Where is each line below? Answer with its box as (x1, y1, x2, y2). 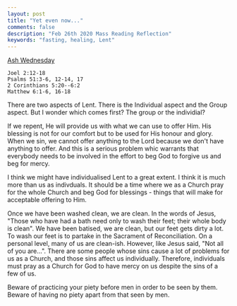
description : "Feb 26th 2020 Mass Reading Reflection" (7, 30, 172, 37)
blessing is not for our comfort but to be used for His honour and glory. (7, 129, 214, 138)
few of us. (7, 269, 37, 278)
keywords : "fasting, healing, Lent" (7, 37, 115, 44)
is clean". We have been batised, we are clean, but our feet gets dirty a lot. (7, 224, 224, 233)
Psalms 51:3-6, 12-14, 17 (7, 76, 83, 83)
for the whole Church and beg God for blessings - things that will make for (7, 188, 224, 196)
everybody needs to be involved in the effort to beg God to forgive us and (7, 152, 221, 160)
